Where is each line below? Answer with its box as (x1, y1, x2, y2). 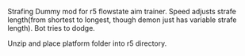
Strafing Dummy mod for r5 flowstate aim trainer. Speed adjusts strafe (7, 7, 237, 16)
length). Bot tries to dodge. (7, 24, 96, 32)
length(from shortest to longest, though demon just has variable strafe (7, 15, 237, 24)
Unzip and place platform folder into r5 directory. (7, 39, 167, 48)
